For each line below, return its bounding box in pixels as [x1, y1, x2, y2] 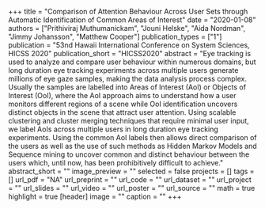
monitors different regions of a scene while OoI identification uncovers [8, 99, 238, 108]
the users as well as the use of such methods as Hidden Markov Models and [8, 142, 257, 150]
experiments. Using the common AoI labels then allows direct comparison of [8, 133, 257, 142]
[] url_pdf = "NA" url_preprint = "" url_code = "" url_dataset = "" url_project [8, 175, 252, 184]
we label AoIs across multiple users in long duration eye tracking [8, 124, 219, 134]
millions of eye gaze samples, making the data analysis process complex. [8, 74, 248, 83]
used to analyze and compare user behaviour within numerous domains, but [8, 57, 256, 66]
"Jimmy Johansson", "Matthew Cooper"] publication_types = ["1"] [8, 32, 222, 41]
